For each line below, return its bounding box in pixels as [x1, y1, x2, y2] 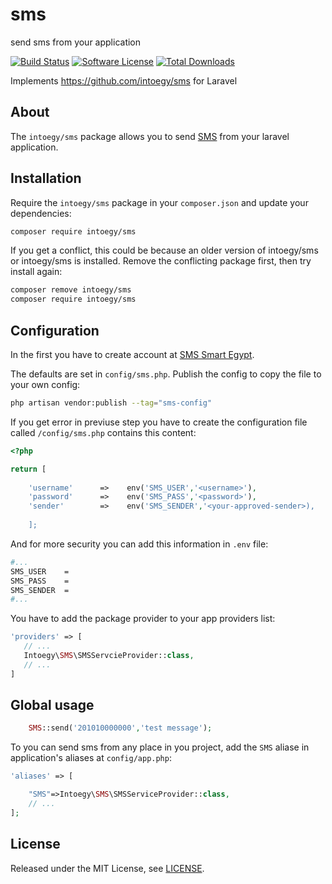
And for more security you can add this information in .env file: [10, 538, 269, 550]
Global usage [10, 697, 95, 714]
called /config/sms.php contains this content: [10, 426, 197, 438]
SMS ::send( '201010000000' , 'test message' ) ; [28, 723, 213, 733]
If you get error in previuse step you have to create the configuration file [10, 416, 308, 428]
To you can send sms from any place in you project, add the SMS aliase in [10, 741, 310, 753]
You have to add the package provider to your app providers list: [10, 613, 276, 625]
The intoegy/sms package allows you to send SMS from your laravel [10, 130, 290, 142]
